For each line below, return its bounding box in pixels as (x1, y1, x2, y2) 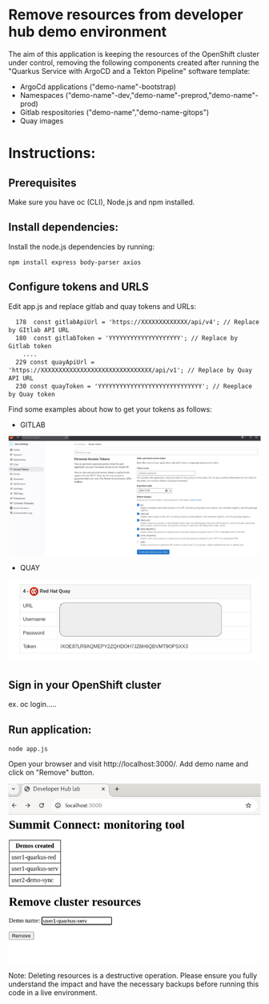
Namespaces (19, 90, 64, 100)
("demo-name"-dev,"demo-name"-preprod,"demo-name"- (65, 90, 259, 100)
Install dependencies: (8, 221, 118, 234)
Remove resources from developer (8, 6, 243, 24)
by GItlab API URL (8, 326, 70, 334)
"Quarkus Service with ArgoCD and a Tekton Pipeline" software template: (8, 66, 251, 75)
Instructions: (8, 144, 96, 162)
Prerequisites (8, 176, 77, 189)
